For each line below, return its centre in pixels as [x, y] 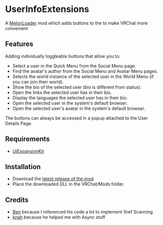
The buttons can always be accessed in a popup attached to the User [77, 118]
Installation [23, 167]
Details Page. [19, 123]
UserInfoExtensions [47, 9]
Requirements [27, 139]
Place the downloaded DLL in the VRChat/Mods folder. [68, 184]
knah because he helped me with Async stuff [59, 217]
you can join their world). [38, 81]
